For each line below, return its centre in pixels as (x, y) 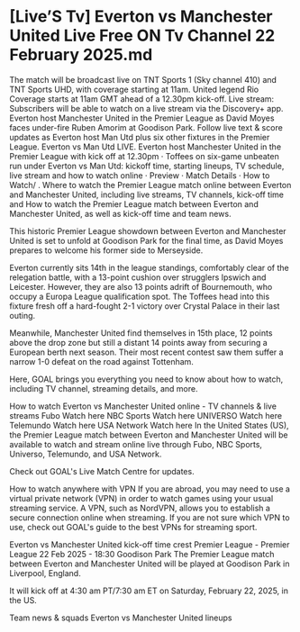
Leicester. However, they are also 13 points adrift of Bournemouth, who (141, 286)
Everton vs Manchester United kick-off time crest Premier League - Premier (150, 544)
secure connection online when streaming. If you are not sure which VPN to (150, 517)
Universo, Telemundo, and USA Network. (86, 454)
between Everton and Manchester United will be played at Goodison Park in (150, 564)
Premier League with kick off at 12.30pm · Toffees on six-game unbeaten (144, 156)
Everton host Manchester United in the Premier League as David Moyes (142, 118)
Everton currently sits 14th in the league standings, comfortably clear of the (150, 267)
